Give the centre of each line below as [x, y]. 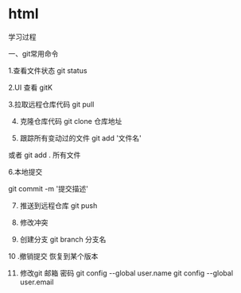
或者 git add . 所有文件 [45, 155]
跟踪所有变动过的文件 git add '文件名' [80, 138]
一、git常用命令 [33, 53]
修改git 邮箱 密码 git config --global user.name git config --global [126, 273]
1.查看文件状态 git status [48, 70]
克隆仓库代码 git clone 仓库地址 [71, 121]
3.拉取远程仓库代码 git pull [51, 104]
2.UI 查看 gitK [31, 87]
